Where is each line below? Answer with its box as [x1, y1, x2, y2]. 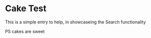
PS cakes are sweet [5, 28, 45, 34]
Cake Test [5, 3, 47, 14]
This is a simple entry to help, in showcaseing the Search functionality [5, 19, 146, 25]
